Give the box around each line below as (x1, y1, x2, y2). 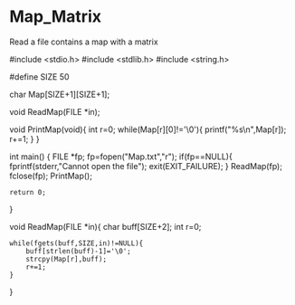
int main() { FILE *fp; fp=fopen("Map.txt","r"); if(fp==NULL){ (9, 151, 233, 162)
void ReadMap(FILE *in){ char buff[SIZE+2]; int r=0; (9, 221, 202, 232)
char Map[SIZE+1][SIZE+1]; (9, 89, 110, 100)
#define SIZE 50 (9, 71, 70, 82)
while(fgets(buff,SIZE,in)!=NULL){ (9, 238, 144, 248)
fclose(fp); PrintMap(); (9, 170, 93, 181)
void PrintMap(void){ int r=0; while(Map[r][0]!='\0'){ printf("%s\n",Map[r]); (9, 124, 287, 135)
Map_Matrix (9, 6, 102, 27)
